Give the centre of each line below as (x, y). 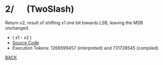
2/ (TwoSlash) (40, 9)
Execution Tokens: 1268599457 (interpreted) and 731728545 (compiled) (85, 48)
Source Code (26, 42)
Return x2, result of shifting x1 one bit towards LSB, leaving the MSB (74, 23)
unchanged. (17, 28)
